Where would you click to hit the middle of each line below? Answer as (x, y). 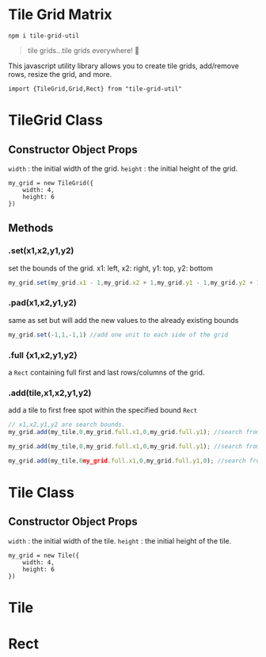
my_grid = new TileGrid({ (51, 183)
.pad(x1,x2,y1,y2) (42, 303)
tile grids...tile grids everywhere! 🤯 (84, 50)
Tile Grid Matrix (60, 15)
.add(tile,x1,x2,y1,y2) (50, 393)
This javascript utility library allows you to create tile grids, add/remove (123, 66)
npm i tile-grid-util (44, 36)
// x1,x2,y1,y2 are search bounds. (67, 425)
